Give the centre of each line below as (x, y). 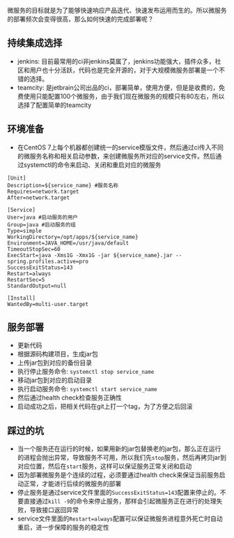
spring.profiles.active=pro (48, 261)
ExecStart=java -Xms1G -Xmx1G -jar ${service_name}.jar (90, 255)
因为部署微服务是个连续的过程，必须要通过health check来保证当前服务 (118, 475)
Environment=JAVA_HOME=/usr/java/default (68, 243)
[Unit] (17, 178)
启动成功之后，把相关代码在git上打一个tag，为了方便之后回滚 (105, 407)
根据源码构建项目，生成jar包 (58, 354)
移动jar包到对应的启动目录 (55, 380)
